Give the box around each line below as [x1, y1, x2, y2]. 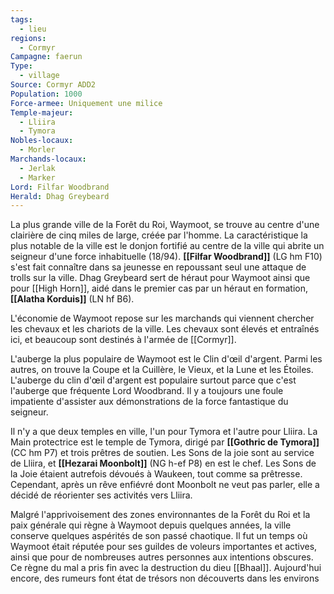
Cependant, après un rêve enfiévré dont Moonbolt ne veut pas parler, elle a [10, 479, 320, 491]
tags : [10, 14, 33, 25]
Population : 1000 [10, 89, 83, 99]
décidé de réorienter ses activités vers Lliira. [10, 489, 193, 501]
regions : [10, 33, 47, 43]
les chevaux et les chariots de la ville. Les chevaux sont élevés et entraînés [10, 323, 320, 335]
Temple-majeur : [10, 107, 74, 118]
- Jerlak [19, 163, 56, 173]
